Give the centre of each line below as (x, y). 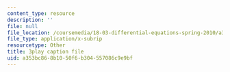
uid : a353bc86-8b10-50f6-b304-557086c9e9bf (70, 58)
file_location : (29, 33)
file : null (23, 26)
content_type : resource (41, 13)
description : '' (30, 20)
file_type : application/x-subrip (55, 39)
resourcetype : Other (37, 45)
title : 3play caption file (46, 52)
